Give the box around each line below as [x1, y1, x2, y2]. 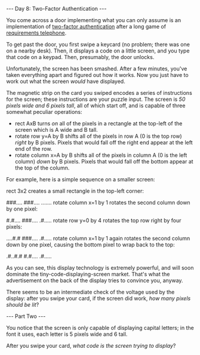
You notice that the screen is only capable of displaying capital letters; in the [6, 325, 194, 331]
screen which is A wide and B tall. [14, 126, 98, 133]
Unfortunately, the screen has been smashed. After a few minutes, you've [6, 65, 187, 72]
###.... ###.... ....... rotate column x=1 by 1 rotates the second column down [6, 199, 190, 206]
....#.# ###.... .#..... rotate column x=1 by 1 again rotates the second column [6, 235, 190, 242]
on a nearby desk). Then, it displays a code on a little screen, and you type [6, 47, 190, 54]
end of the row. [14, 146, 53, 152]
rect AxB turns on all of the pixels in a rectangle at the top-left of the [14, 120, 183, 127]
